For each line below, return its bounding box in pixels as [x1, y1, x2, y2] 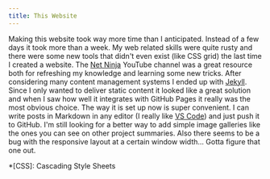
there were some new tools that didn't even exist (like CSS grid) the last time [8, 51, 262, 60]
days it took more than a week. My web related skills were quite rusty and [8, 42, 253, 52]
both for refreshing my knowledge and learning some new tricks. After [8, 68, 242, 77]
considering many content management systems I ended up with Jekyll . [8, 77, 247, 86]
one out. [8, 145, 36, 155]
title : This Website [8, 11, 78, 20]
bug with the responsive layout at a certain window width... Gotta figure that [8, 136, 260, 146]
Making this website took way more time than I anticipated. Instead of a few [8, 34, 260, 44]
